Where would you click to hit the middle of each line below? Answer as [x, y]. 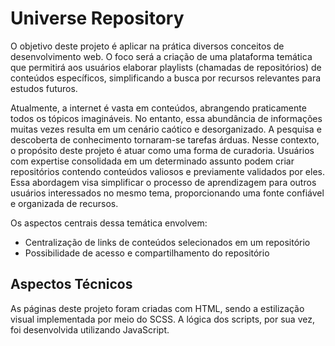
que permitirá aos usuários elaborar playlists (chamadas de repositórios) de [166, 67]
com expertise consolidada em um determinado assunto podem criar [152, 161]
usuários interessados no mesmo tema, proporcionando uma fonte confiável [167, 193]
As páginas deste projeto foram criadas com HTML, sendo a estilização [157, 308]
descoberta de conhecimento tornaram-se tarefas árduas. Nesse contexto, [165, 139]
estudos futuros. [44, 88]
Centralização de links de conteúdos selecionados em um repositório [167, 242]
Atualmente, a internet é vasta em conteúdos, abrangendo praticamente [158, 108]
